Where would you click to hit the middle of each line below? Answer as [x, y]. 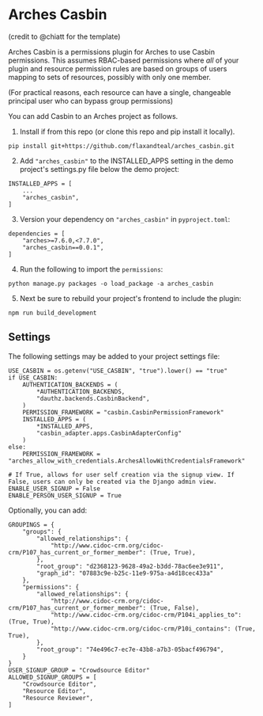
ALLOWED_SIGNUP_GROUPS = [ [53, 677]
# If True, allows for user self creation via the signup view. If [122, 474]
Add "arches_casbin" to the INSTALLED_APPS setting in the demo [126, 161]
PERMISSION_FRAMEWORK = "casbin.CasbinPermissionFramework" [123, 412]
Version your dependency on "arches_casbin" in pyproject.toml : [125, 219]
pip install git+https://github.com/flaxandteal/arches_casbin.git [122, 146]
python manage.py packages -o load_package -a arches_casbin [111, 284]
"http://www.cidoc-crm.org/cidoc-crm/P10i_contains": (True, [153, 628]
